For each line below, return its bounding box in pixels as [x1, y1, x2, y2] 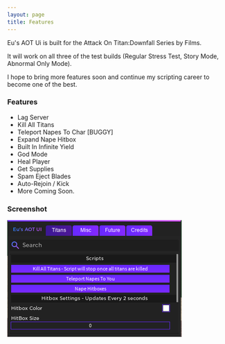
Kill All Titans [17, 120, 55, 128]
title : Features [7, 18, 54, 26]
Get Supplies [17, 164, 54, 173]
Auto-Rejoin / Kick [17, 179, 70, 187]
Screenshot [7, 204, 47, 214]
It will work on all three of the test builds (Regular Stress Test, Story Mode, [7, 52, 219, 60]
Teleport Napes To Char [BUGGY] [17, 128, 114, 136]
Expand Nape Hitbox [17, 135, 76, 144]
